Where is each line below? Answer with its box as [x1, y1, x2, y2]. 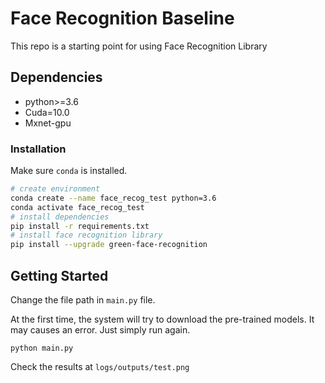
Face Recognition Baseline [10, 7, 235, 30]
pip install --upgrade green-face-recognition [10, 240, 208, 250]
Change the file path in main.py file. [10, 293, 156, 306]
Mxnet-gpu [24, 117, 72, 129]
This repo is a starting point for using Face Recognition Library [10, 40, 268, 52]
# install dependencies [10, 212, 110, 222]
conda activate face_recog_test [10, 202, 145, 212]
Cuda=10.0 [24, 106, 70, 118]
